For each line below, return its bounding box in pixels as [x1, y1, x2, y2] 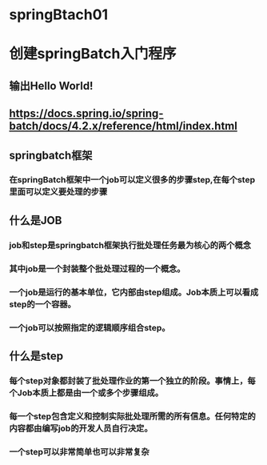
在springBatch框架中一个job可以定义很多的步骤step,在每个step [9, 174, 255, 186]
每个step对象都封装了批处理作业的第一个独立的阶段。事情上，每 [9, 375, 257, 386]
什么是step [9, 349, 63, 363]
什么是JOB [9, 214, 62, 227]
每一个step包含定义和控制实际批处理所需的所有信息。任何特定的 [9, 411, 257, 422]
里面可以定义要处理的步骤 [9, 186, 108, 198]
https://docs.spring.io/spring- [9, 106, 164, 121]
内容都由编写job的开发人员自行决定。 [9, 423, 153, 434]
